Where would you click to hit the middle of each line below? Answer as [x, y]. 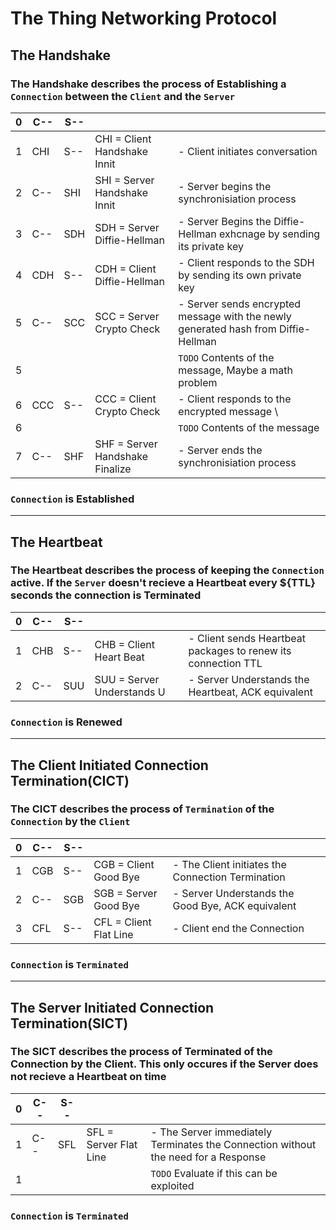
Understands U [130, 692]
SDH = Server [127, 227]
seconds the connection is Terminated [106, 595]
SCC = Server [127, 316]
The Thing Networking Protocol [144, 18]
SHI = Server [124, 180]
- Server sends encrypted [240, 304]
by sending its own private [240, 275]
